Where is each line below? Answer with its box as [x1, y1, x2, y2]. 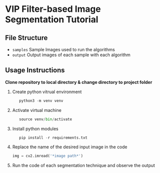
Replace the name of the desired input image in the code [12, 144, 128, 150]
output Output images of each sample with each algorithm [12, 52, 130, 58]
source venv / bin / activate [19, 117, 72, 122]
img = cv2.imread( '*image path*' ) [12, 154, 83, 159]
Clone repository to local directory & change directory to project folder [5, 79, 153, 85]
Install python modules [12, 126, 59, 132]
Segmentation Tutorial [5, 14, 98, 25]
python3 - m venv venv [19, 98, 64, 103]
